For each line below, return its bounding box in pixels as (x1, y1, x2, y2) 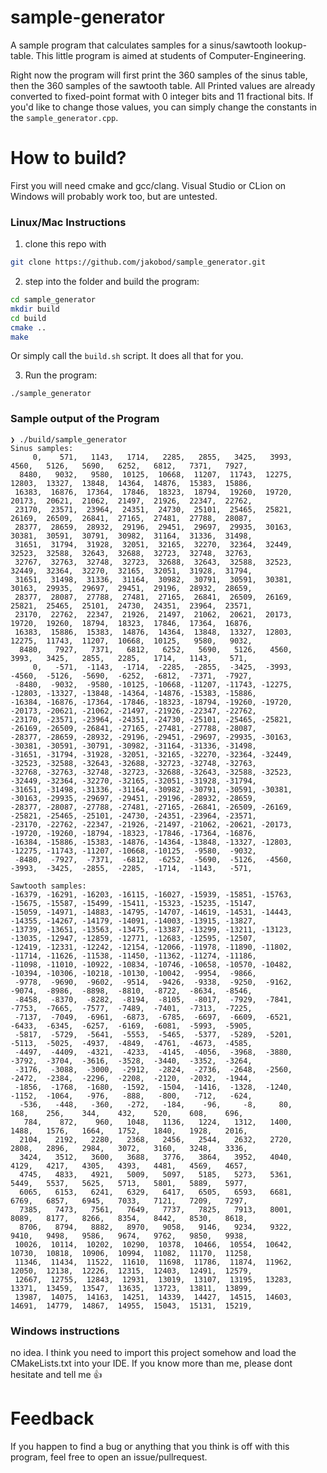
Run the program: (24, 369, 98, 381)
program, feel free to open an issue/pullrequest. (10, 1451, 208, 1463)
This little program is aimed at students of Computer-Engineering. (35, 49, 307, 61)
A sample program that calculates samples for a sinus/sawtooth (10, 39, 273, 51)
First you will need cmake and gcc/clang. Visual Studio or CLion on (10, 179, 287, 191)
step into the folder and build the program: (24, 276, 200, 288)
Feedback (10, 1407, 95, 1430)
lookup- (274, 39, 307, 51)
